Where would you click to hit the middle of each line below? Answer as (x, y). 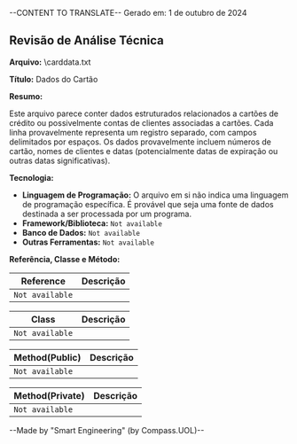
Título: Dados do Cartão (54, 79)
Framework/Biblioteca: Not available (92, 223)
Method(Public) (47, 357)
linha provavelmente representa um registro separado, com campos (133, 132)
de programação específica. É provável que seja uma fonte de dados (148, 204)
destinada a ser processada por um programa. (107, 214)
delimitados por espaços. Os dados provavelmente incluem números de (141, 142)
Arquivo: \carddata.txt (50, 62)
